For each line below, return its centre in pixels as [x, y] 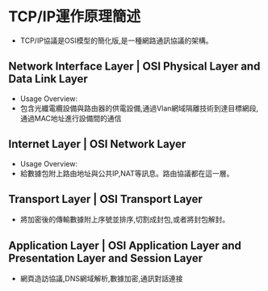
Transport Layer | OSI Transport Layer [106, 199]
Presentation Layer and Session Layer [106, 258]
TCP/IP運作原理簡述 [75, 17]
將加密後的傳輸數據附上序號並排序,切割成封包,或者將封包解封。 [125, 220]
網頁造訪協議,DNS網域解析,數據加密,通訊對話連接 [101, 279]
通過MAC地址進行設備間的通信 [71, 118]
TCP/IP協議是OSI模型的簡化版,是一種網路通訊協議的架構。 [116, 40]
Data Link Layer [48, 79]
